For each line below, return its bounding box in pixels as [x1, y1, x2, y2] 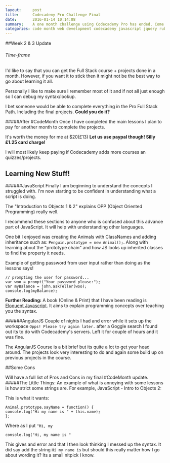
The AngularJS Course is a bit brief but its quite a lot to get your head [5, 344, 150, 350]
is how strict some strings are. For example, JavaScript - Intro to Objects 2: [5, 385, 162, 391]
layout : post [5, 7, 42, 13]
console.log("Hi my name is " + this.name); [5, 409, 101, 414]
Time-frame [5, 52, 30, 58]
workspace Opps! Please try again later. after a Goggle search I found [5, 323, 158, 329]
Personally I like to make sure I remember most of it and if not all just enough [5, 88, 165, 94]
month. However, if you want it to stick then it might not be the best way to [5, 73, 160, 79]
